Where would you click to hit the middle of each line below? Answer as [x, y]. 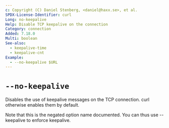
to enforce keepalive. [49, 120]
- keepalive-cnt [27, 53]
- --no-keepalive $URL [34, 62]
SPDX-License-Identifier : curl [38, 15]
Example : [15, 57]
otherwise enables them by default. [43, 105]
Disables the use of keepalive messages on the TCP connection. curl [77, 99]
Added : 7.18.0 [20, 34]
